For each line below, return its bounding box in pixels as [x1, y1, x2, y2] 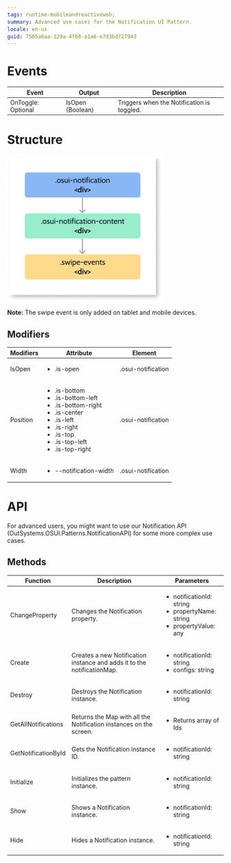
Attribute [66, 348, 93, 357]
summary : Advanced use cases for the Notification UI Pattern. [7, 18, 192, 26]
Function [25, 577, 52, 585]
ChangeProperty [10, 611, 57, 619]
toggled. [118, 106, 142, 114]
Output [78, 88, 100, 97]
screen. [71, 727, 93, 735]
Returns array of [173, 716, 219, 724]
